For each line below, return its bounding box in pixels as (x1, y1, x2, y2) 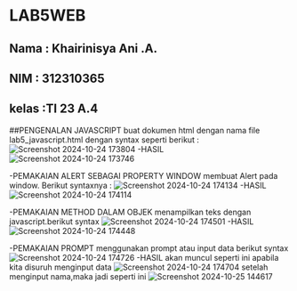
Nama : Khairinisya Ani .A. (9, 41, 158, 56)
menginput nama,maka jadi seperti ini (9, 271, 147, 281)
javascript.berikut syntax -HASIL (9, 215, 254, 227)
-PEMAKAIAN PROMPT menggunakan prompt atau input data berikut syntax (9, 242, 289, 254)
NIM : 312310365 (9, 70, 105, 85)
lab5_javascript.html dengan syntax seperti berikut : (9, 134, 200, 145)
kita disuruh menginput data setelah (9, 262, 269, 272)
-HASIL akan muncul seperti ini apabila (136, 252, 279, 263)
